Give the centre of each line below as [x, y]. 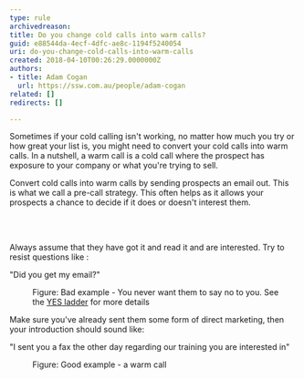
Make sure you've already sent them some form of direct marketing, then [147, 320]
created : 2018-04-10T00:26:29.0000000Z [85, 60]
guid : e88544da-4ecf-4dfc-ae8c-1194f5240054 [95, 43]
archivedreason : [40, 26]
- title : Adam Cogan [49, 77]
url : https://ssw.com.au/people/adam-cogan [101, 86]
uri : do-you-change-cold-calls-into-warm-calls [102, 52]
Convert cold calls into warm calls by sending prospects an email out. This [149, 183]
